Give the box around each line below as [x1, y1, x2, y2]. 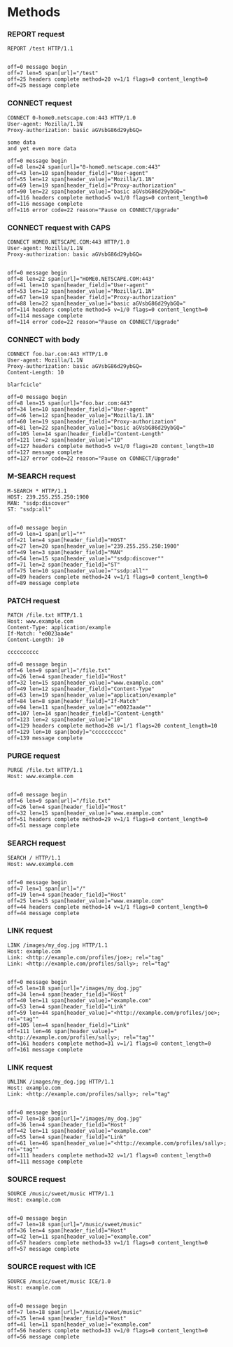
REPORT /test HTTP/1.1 [7, 45, 73, 53]
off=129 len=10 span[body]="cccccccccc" [7, 728, 127, 735]
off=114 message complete [7, 313, 83, 320]
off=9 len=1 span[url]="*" [7, 530, 86, 537]
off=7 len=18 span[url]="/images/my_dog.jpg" [7, 1115, 142, 1122]
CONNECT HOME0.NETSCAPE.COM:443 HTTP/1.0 [7, 239, 130, 246]
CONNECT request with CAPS [7, 223, 111, 232]
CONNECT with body [7, 335, 80, 344]
